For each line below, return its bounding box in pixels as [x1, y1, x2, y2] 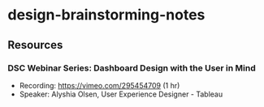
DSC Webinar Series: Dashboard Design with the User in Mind [7, 62, 257, 74]
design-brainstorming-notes [7, 6, 206, 24]
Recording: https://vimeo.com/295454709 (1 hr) [19, 80, 180, 90]
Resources [7, 38, 63, 52]
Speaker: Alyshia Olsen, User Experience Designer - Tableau [19, 89, 223, 99]
